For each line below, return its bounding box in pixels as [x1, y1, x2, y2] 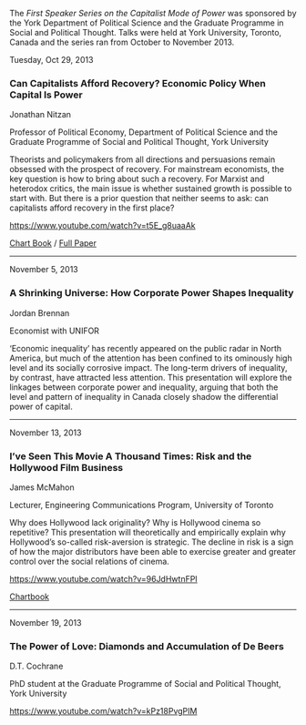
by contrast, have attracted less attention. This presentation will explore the [9, 372, 292, 383]
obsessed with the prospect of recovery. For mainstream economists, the [9, 164, 285, 175]
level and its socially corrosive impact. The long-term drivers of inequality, [9, 362, 288, 373]
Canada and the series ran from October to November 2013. [9, 36, 235, 47]
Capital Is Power [9, 88, 84, 101]
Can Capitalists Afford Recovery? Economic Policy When [9, 77, 266, 89]
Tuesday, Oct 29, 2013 [9, 55, 94, 65]
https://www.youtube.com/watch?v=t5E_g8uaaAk [9, 220, 196, 231]
